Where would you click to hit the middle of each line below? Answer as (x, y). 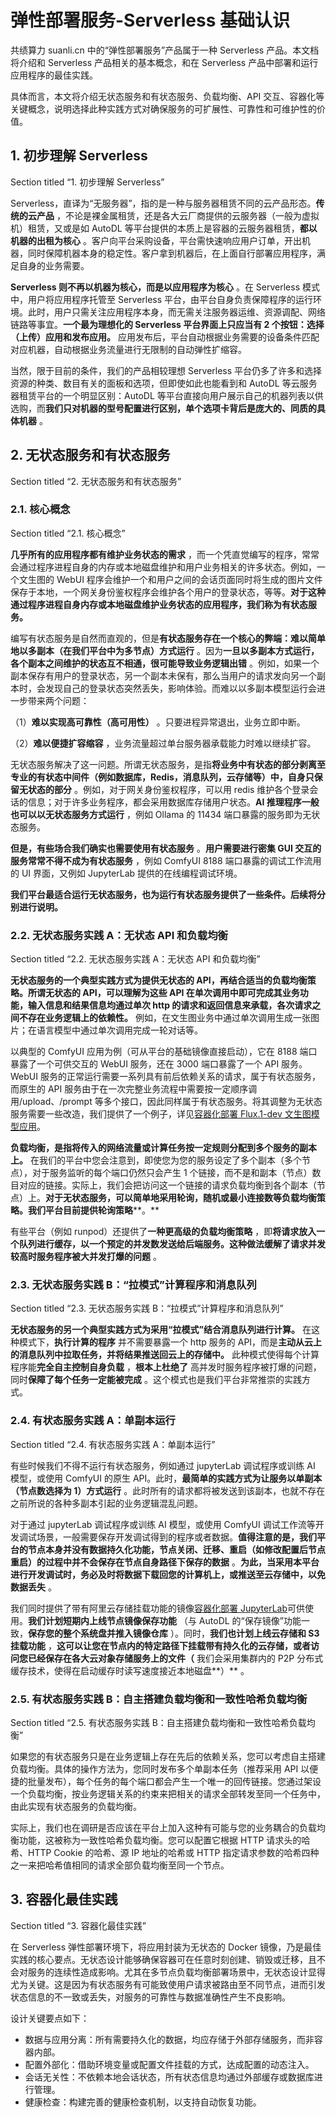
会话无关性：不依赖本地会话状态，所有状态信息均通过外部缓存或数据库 (169, 2077)
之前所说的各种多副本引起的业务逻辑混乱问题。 (106, 1503)
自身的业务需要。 (54, 265)
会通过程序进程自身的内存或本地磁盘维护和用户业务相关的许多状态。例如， (163, 567)
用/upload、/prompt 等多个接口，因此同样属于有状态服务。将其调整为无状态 (166, 1102)
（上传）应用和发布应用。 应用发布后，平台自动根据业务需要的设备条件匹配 (165, 337)
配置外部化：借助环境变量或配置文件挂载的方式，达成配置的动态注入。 (169, 2064)
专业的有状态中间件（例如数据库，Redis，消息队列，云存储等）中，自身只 (162, 777)
